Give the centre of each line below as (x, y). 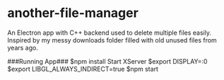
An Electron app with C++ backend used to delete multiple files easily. (110, 33)
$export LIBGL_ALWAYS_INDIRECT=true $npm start (83, 69)
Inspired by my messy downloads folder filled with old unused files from (112, 40)
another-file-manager (73, 13)
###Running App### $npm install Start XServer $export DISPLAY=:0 (107, 61)
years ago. (23, 47)
